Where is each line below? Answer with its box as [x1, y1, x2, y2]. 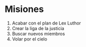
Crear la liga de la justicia [12, 25, 64, 31]
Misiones [5, 3, 44, 15]
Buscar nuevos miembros [12, 30, 65, 36]
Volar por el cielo [12, 36, 47, 42]
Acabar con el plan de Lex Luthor [12, 20, 81, 26]
